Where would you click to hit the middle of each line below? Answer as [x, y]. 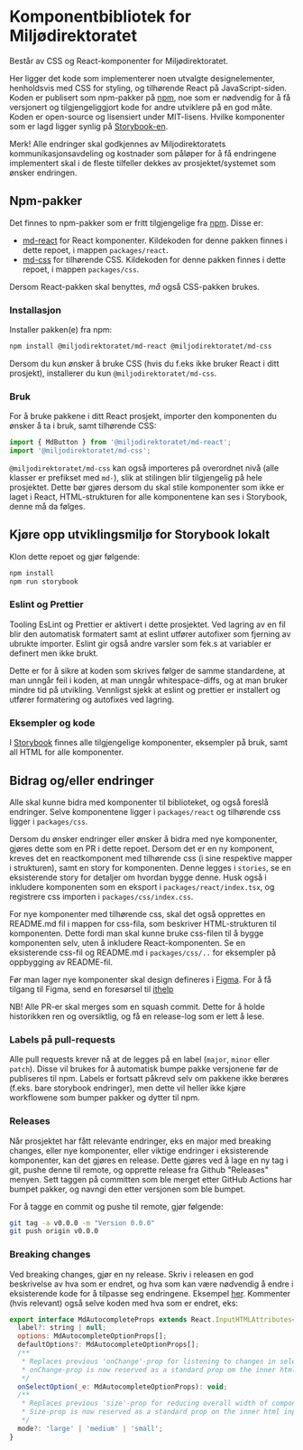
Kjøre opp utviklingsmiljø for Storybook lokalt [140, 535]
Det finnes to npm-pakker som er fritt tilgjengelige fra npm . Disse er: [137, 222]
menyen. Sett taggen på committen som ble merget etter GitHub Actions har [151, 1179]
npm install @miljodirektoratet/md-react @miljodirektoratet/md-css [141, 346]
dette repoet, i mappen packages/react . [95, 249]
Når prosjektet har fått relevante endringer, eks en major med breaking [141, 1141]
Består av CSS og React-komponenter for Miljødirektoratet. [119, 61]
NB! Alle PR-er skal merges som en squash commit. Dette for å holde [138, 1006]
